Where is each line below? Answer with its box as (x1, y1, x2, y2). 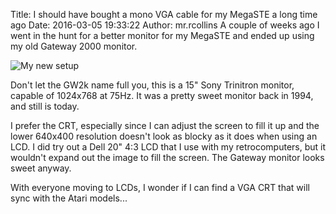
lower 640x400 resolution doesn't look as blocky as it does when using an (10, 130, 318, 142)
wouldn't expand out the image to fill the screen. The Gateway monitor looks (10, 152, 325, 163)
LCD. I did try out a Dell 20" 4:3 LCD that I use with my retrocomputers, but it (10, 141, 327, 153)
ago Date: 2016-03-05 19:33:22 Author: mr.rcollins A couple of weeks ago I (10, 19, 320, 31)
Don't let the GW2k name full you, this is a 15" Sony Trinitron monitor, (10, 79, 295, 91)
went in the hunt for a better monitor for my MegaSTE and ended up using (10, 30, 315, 41)
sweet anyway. (10, 162, 72, 174)
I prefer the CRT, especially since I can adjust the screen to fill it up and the (10, 120, 320, 131)
